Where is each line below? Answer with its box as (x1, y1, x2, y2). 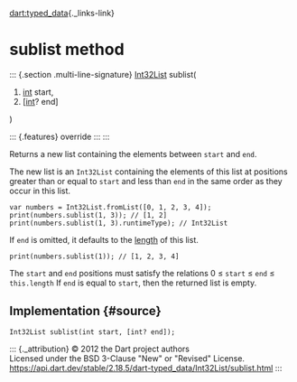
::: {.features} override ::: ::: (9, 131, 110, 142)
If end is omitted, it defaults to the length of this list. (9, 234, 199, 245)
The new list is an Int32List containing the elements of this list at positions (9, 166, 288, 177)
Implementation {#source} (9, 303, 162, 319)
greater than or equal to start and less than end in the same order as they (9, 175, 283, 186)
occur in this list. (9, 185, 70, 196)
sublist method (9, 40, 125, 60)
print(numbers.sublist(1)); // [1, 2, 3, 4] (9, 252, 180, 261)
